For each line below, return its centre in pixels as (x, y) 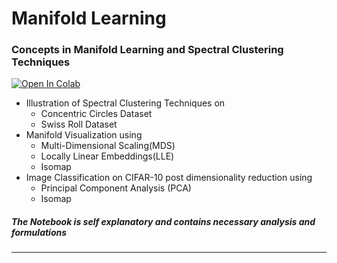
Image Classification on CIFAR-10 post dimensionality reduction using (169, 178)
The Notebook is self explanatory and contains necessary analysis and (163, 222)
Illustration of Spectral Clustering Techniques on (125, 103)
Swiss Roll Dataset (79, 124)
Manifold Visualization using (84, 135)
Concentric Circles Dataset (96, 114)
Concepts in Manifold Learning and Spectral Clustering (147, 50)
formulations (39, 233)
